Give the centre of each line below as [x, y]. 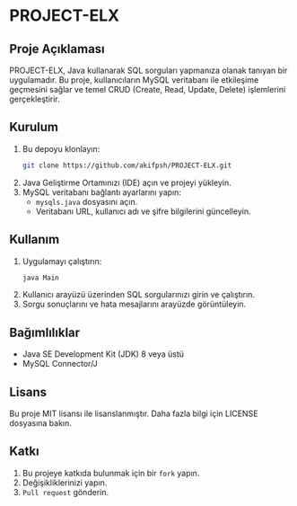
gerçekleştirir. [35, 99]
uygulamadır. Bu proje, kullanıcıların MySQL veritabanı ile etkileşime [134, 80]
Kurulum [34, 127]
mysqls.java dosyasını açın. [87, 201]
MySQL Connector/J [60, 364]
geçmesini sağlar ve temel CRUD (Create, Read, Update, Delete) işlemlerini [148, 89]
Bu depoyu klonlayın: [61, 148]
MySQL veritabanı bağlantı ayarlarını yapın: [102, 192]
